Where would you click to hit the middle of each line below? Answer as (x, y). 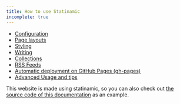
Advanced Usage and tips (46, 77)
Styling (23, 46)
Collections (28, 58)
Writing (23, 52)
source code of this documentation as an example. (68, 95)
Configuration (31, 33)
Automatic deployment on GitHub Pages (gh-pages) (78, 71)
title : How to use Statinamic (43, 11)
